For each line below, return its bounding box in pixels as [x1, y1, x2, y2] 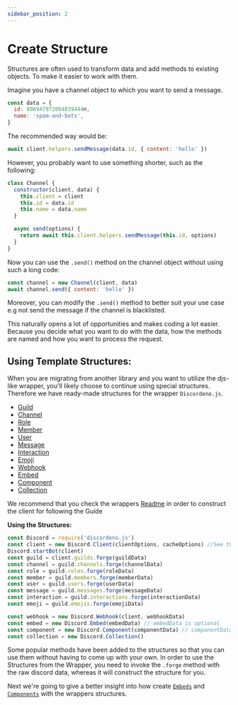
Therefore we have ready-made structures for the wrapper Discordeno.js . [7, 389, 223, 397]
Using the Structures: [7, 521, 72, 529]
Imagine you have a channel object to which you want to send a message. [7, 86, 223, 94]
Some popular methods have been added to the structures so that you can [7, 645, 225, 654]
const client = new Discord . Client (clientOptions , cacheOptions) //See [7, 541, 223, 548]
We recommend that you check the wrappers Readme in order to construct [7, 500, 227, 508]
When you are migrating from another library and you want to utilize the [7, 374, 216, 383]
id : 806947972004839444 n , [13, 106, 91, 113]
